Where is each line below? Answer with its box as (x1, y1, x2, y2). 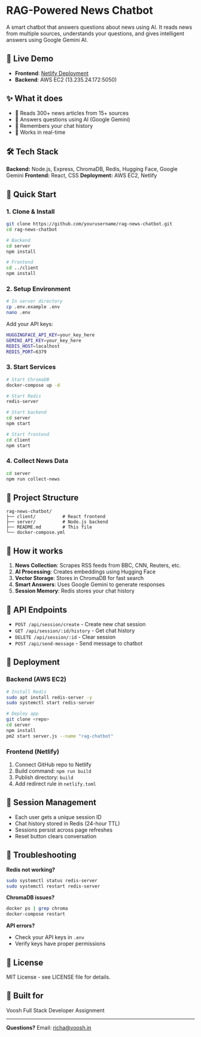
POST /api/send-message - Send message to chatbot (14, 640, 143, 647)
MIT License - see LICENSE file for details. (6, 973, 111, 981)
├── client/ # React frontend (6, 514, 106, 520)
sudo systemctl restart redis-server (6, 883, 100, 889)
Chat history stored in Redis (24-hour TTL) (14, 820, 120, 827)
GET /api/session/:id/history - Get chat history (14, 627, 135, 634)
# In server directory (6, 298, 63, 304)
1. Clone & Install (6, 207, 55, 216)
